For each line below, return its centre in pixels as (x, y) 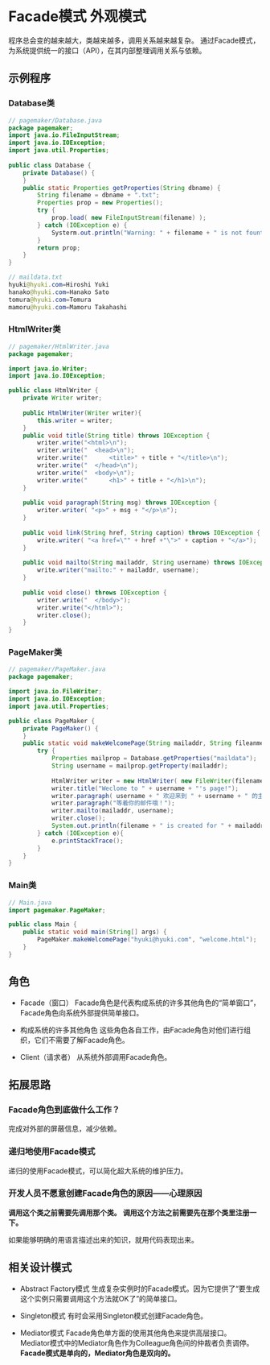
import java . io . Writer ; (48, 368)
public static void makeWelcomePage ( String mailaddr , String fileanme (143, 743)
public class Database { (50, 165)
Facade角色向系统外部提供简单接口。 (82, 1012)
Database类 (32, 103)
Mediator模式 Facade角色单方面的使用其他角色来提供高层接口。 (125, 1333)
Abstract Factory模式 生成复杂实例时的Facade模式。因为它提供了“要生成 (140, 1288)
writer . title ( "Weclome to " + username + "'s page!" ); (145, 788)
